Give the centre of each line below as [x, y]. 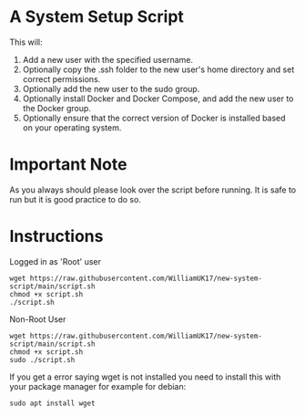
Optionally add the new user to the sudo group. [111, 89]
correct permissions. [61, 78]
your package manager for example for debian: [98, 386]
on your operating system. [72, 127]
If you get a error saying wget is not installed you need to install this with [145, 377]
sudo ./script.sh [42, 360]
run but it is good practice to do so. [75, 199]
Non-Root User [38, 319]
